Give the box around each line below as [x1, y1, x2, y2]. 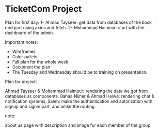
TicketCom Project [5, 3, 82, 15]
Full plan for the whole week [12, 59, 69, 65]
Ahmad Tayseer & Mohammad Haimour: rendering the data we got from [5, 88, 148, 94]
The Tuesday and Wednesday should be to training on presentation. [12, 69, 148, 75]
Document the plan [12, 64, 50, 70]
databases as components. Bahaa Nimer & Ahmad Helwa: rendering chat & [5, 93, 155, 99]
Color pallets [12, 53, 38, 59]
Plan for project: [5, 79, 37, 84]
